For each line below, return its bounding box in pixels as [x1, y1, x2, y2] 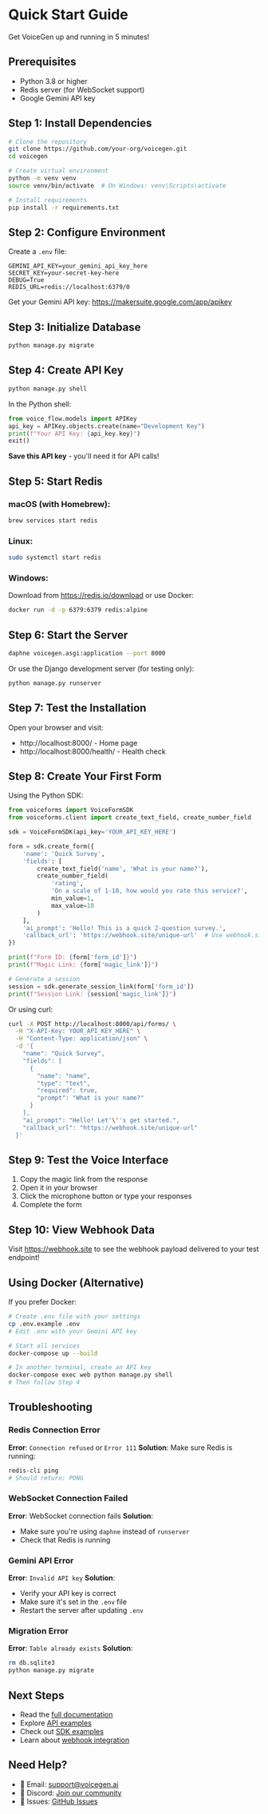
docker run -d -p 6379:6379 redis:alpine [8, 606, 148, 614]
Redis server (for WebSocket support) [19, 85, 145, 94]
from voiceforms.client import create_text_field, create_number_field [8, 814, 251, 822]
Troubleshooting [8, 1400, 93, 1414]
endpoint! [8, 1253, 40, 1262]
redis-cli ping [8, 1467, 59, 1475]
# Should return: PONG [8, 1474, 84, 1482]
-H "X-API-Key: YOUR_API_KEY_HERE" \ [15, 1028, 141, 1036]
